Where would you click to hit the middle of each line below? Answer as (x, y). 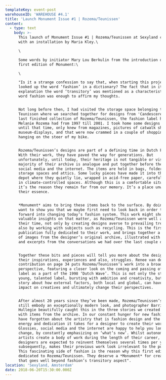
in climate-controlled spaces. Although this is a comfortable (85, 183)
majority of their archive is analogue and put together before (86, 164)
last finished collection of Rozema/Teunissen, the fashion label (88, 119)
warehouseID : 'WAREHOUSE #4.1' (37, 14)
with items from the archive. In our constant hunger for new (83, 315)
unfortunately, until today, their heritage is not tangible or (86, 160)
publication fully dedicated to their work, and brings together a (89, 233)
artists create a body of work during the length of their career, (89, 337)
